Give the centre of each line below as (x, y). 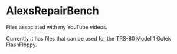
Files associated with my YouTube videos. (57, 27)
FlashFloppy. (22, 45)
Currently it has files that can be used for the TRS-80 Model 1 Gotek (88, 38)
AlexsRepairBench (53, 11)
